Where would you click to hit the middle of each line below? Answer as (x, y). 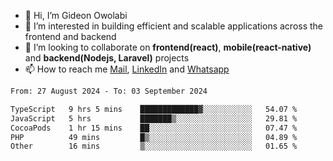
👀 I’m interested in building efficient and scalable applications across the (174, 26)
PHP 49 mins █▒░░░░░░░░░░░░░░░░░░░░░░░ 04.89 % (154, 137)
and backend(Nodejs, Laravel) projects (107, 58)
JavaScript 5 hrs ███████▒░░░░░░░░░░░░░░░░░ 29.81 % (154, 118)
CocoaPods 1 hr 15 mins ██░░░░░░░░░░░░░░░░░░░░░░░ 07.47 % (154, 128)
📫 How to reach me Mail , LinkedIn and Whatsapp (127, 69)
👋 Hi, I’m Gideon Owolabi (76, 15)
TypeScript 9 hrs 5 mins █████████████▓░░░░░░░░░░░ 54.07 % (154, 109)
